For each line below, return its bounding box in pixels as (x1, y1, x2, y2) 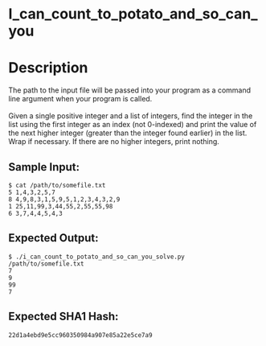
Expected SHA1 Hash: (8, 310, 119, 323)
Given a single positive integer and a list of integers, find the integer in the (8, 111, 253, 121)
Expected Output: (8, 231, 99, 245)
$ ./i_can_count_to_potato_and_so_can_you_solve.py (8, 253, 185, 261)
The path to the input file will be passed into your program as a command (8, 85, 252, 95)
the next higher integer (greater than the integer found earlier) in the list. (8, 128, 248, 138)
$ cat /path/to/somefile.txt (8, 181, 106, 189)
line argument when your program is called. (8, 94, 153, 104)
